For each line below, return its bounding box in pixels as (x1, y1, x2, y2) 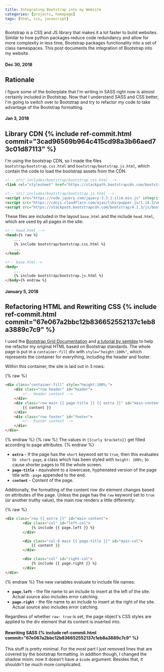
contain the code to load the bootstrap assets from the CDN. (5, 168, 127, 174)
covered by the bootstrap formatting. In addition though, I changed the (5, 651, 147, 657)
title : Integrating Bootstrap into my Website (5, 7, 102, 12)
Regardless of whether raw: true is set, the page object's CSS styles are (5, 613, 152, 619)
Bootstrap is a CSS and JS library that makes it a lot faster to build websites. (5, 30, 158, 36)
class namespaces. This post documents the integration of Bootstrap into (5, 45, 153, 51)
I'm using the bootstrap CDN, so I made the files (5, 158, 102, 164)
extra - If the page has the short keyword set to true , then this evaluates (12, 452, 159, 457)
